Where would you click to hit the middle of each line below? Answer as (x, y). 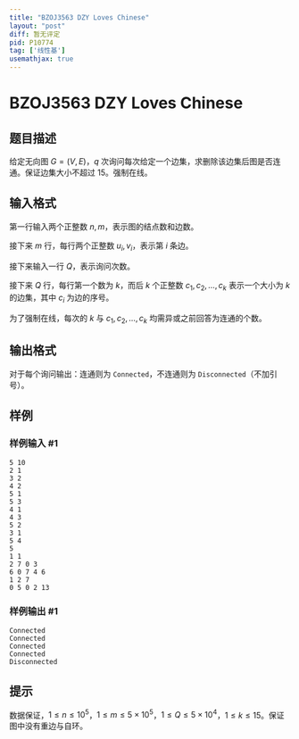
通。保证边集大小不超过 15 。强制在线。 (81, 172)
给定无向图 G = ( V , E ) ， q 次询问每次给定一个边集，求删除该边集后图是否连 (145, 161)
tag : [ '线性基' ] (37, 51)
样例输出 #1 (33, 611)
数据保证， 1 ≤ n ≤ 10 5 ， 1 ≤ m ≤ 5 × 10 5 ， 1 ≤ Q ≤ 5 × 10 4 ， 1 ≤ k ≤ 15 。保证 (147, 714)
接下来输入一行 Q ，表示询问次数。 (72, 266)
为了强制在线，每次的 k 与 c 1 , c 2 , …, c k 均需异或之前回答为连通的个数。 (138, 320)
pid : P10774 (31, 42)
